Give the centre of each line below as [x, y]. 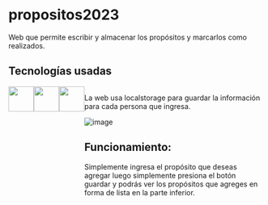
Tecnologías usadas [60, 71]
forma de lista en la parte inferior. [140, 192]
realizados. [27, 45]
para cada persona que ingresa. [138, 106]
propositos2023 [64, 15]
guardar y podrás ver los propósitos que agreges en [171, 184]
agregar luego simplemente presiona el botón [160, 175]
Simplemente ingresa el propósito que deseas [161, 166]
